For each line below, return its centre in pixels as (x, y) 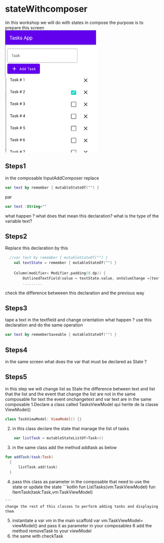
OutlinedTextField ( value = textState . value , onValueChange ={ (87, 278)
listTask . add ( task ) (38, 467)
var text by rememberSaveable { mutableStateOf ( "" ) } (61, 335)
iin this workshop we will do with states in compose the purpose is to (74, 22)
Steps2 (16, 236)
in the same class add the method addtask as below (64, 447)
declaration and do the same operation (44, 325)
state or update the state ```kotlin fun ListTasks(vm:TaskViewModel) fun (84, 487)
